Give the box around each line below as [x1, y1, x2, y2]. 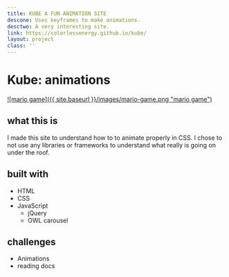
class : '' [7, 42, 36, 49]
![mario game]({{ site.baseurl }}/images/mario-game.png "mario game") [7, 95, 212, 103]
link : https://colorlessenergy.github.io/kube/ [7, 29, 147, 37]
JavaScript [17, 202, 48, 210]
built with [7, 168, 49, 180]
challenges [7, 236, 57, 248]
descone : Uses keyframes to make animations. [7, 17, 140, 24]
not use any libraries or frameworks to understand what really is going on [7, 141, 217, 149]
